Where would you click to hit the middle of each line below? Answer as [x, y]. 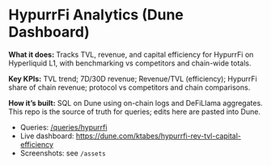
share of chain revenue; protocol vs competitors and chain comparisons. [129, 87]
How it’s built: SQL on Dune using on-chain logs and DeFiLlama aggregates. [135, 103]
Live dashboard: [47, 136]
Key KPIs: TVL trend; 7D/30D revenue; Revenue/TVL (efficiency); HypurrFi [133, 78]
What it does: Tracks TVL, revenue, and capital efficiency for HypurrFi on [131, 54]
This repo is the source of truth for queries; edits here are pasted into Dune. [135, 112]
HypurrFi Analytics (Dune [96, 15]
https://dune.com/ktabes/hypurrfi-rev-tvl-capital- [158, 136]
